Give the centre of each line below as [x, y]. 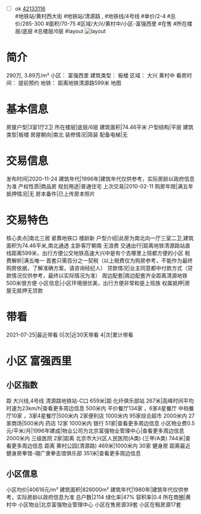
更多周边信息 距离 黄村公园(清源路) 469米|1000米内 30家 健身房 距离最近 [101, 446]
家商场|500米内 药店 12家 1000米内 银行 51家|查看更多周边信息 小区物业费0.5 [100, 423]
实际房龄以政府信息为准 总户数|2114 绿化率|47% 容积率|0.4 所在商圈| [101, 497]
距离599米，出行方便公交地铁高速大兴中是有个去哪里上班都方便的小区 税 [100, 253]
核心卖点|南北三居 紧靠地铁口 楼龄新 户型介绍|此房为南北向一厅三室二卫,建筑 [100, 238]
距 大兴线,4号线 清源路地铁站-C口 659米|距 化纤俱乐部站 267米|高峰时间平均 [100, 401]
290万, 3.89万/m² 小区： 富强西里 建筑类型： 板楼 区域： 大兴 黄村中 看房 [97, 75]
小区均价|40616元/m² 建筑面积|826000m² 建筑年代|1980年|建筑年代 [90, 489]
